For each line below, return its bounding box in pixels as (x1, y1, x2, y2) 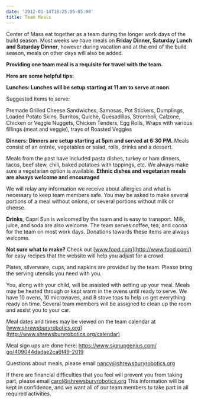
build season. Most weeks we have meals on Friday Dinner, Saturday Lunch (6, 37, 193, 44)
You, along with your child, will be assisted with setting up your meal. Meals (6, 281, 190, 288)
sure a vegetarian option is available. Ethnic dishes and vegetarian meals (6, 167, 186, 175)
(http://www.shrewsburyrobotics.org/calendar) (6, 330, 120, 337)
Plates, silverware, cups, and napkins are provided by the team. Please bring (6, 263, 193, 270)
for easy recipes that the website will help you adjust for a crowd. (6, 252, 165, 259)
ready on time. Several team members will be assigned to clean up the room (6, 300, 191, 307)
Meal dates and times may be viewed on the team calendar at (6, 318, 156, 325)
